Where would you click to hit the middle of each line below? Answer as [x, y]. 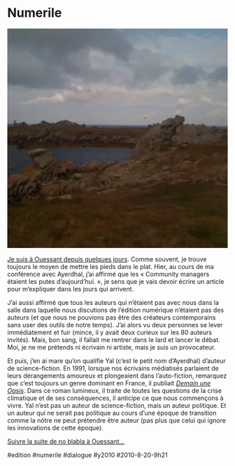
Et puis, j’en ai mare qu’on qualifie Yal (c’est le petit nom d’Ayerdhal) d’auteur [116, 361]
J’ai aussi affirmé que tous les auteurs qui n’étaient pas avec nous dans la [113, 303]
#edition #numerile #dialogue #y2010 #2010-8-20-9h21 [87, 455]
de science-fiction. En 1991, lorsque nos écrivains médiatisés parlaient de [113, 369]
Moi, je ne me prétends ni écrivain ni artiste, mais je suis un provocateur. [112, 348]
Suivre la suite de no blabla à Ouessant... [66, 441]
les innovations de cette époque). [55, 428]
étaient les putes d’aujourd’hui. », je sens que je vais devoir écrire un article [116, 282]
